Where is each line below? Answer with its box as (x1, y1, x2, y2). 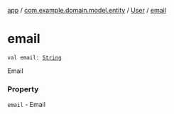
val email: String (7, 54, 62, 61)
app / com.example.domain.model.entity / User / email (7, 6, 167, 14)
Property (7, 84, 39, 94)
